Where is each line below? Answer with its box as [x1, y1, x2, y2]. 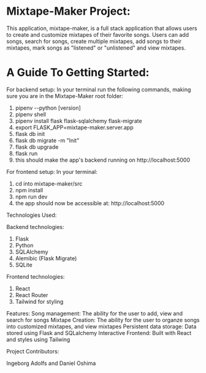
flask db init [15, 130, 45, 137]
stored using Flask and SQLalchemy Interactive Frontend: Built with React [6, 329, 192, 336]
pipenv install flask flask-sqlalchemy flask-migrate [15, 117, 142, 124]
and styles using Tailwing [6, 336, 71, 343]
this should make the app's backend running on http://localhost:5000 [15, 156, 191, 164]
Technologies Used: [6, 211, 57, 219]
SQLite [15, 261, 32, 268]
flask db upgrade [15, 143, 59, 151]
